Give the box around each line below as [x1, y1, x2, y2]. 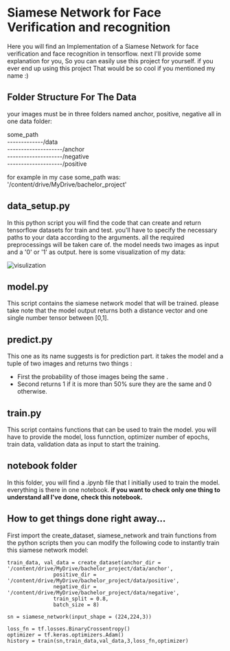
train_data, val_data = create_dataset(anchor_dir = [7, 559, 161, 566]
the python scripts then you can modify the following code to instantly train [7, 538, 220, 546]
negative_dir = [53, 583, 97, 590]
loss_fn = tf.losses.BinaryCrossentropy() [7, 625, 130, 632]
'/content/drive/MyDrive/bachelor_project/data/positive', [7, 577, 180, 584]
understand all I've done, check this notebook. [7, 493, 143, 501]
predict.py [7, 334, 53, 345]
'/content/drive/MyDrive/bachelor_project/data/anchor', [7, 565, 174, 572]
